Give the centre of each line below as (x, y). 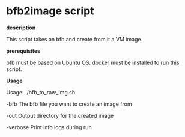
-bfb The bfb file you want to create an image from (69, 104)
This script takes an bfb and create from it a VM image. (74, 39)
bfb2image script (50, 11)
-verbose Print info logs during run (49, 127)
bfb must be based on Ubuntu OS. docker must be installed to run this (93, 62)
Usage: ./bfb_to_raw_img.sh (41, 92)
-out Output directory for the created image (60, 115)
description (21, 28)
